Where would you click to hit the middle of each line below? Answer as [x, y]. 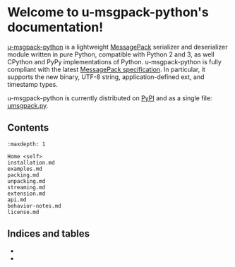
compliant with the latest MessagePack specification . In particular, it [107, 69]
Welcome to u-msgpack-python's [108, 12]
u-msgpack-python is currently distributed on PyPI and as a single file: [110, 98]
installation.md [31, 162]
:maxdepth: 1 [26, 144]
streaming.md [26, 187]
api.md [17, 200]
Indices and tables [49, 234]
